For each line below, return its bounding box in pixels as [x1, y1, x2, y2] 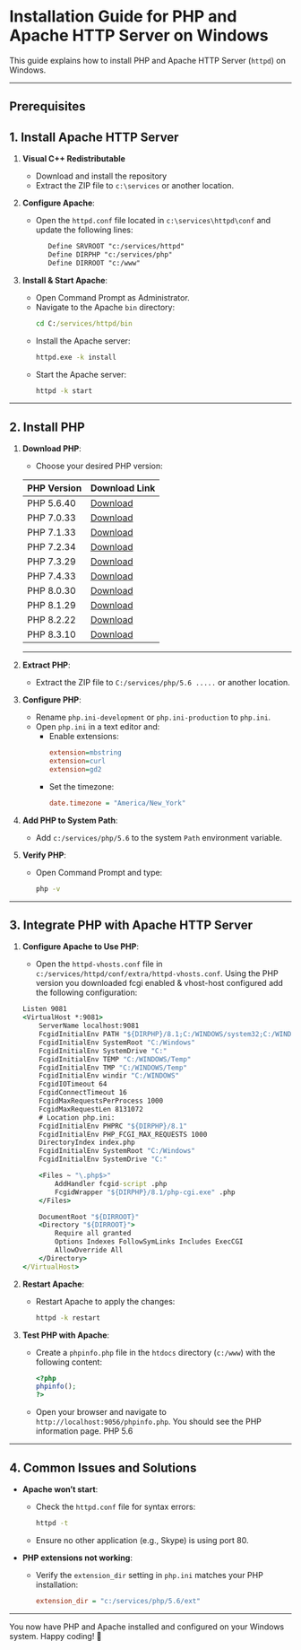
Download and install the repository [35, 170, 168, 181]
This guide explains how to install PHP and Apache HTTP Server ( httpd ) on [9, 55, 287, 65]
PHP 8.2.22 [26, 614, 76, 626]
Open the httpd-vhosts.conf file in [35, 958, 163, 970]
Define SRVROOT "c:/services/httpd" [47, 242, 185, 251]
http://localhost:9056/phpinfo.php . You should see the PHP [35, 1416, 262, 1427]
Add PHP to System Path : [21, 815, 118, 825]
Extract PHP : [21, 659, 71, 670]
